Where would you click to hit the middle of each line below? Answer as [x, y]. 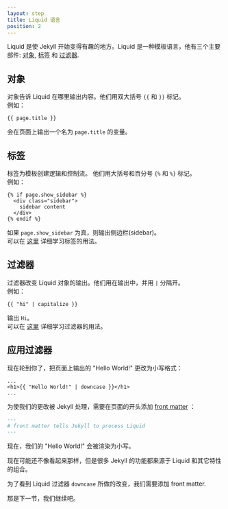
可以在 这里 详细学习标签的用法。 [54, 241]
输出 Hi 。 [20, 318]
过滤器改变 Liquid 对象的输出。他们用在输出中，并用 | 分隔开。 [96, 283]
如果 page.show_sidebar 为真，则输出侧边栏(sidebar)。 [84, 233]
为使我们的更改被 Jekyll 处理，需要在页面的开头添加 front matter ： [102, 406]
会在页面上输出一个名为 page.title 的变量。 [69, 132]
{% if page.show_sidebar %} [47, 195]
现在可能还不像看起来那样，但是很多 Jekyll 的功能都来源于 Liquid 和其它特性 [114, 461]
